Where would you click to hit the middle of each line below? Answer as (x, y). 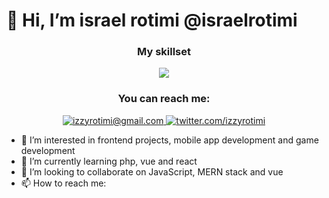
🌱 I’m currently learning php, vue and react (109, 161)
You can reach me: (164, 99)
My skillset (164, 52)
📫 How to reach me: (63, 183)
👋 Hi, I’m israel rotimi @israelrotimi (152, 20)
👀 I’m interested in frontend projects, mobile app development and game (169, 140)
